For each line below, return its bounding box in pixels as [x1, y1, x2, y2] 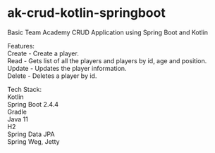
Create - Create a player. [7, 49, 79, 58]
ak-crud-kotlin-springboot [7, 5, 166, 21]
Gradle [7, 107, 27, 116]
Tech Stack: [7, 85, 42, 93]
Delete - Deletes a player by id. [7, 72, 97, 80]
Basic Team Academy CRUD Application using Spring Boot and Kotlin [7, 28, 209, 36]
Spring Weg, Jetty [7, 137, 60, 145]
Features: [7, 41, 35, 50]
